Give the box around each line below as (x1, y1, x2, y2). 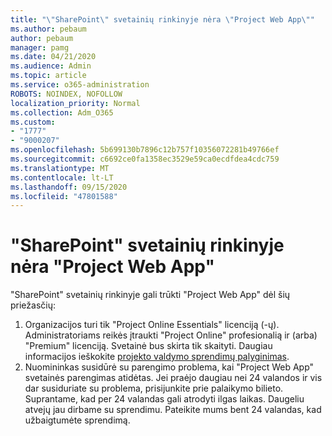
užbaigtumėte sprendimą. (24, 414, 131, 426)
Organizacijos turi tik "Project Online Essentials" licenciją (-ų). (24, 319, 280, 331)
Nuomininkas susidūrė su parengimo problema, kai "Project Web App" (24, 361, 315, 373)
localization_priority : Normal (10, 98, 141, 108)
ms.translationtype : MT (10, 163, 110, 173)
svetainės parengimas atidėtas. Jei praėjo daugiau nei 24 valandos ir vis (24, 372, 323, 384)
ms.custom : (10, 117, 56, 127)
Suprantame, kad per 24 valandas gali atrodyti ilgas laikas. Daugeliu (24, 393, 305, 405)
